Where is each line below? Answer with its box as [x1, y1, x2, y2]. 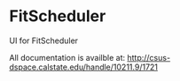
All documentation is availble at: [9, 52, 126, 63]
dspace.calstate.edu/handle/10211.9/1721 [9, 62, 158, 72]
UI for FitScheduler [9, 35, 78, 46]
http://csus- [127, 52, 171, 63]
